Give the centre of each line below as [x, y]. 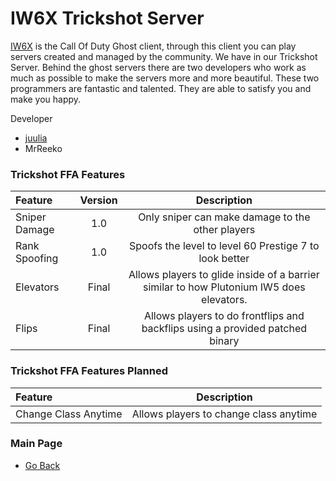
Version [98, 200]
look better [224, 259]
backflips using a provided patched [224, 329]
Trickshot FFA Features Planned [89, 371]
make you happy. [46, 99]
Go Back [42, 465]
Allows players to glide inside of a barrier [224, 275]
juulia [36, 138]
